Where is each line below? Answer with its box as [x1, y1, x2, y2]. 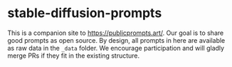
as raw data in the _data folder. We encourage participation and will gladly [7, 43, 225, 52]
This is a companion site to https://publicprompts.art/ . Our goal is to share [7, 29, 224, 37]
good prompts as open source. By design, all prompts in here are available [7, 36, 226, 44]
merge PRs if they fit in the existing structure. [7, 51, 140, 60]
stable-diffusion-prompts [7, 5, 162, 21]
